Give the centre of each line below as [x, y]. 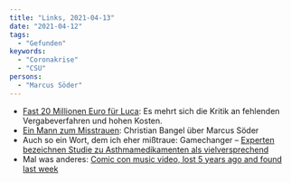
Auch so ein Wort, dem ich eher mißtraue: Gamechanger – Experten [148, 140]
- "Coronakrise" [48, 60]
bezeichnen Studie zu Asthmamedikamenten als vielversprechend [145, 149]
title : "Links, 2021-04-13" [62, 18]
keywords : [28, 52]
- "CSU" [32, 69]
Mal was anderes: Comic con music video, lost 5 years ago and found [152, 159]
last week [40, 169]
